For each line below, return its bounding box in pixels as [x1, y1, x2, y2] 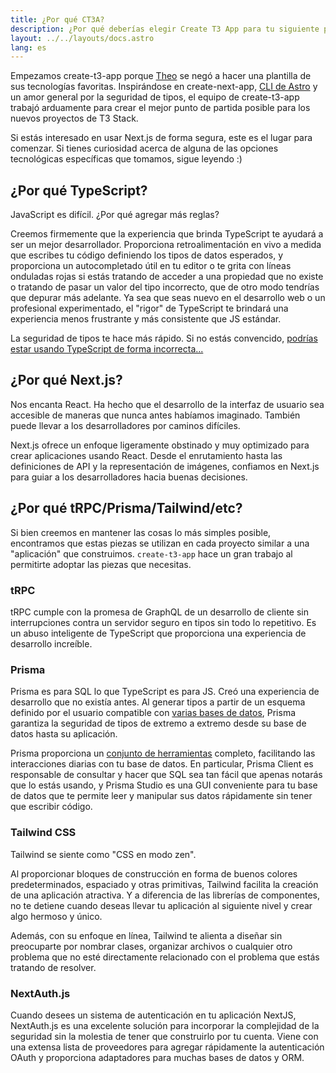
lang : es [10, 42, 47, 53]
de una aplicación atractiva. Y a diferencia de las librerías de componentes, [10, 889, 321, 901]
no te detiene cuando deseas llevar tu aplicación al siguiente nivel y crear [10, 899, 313, 911]
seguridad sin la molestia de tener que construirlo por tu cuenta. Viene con [10, 1030, 319, 1042]
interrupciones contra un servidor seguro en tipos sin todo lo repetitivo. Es [10, 616, 317, 628]
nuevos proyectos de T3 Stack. [10, 112, 139, 125]
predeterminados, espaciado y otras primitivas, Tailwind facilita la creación [10, 878, 319, 890]
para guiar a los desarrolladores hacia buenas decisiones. [10, 471, 248, 483]
